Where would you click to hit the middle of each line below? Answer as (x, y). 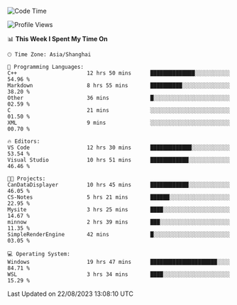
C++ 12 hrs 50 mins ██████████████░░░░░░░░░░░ (119, 73)
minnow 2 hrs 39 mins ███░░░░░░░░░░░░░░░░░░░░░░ (119, 222)
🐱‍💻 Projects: (27, 179)
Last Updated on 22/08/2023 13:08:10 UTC (70, 294)
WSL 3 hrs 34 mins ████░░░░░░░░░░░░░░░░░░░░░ (119, 274)
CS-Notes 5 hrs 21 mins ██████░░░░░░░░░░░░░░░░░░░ (119, 197)
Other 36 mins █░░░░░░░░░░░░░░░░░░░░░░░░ (119, 98)
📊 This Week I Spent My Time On (57, 39)
